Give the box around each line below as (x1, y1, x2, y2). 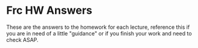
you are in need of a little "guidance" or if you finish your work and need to (6, 29, 192, 37)
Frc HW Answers (6, 4, 92, 17)
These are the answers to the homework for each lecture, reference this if (6, 23, 190, 31)
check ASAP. (6, 36, 39, 43)
